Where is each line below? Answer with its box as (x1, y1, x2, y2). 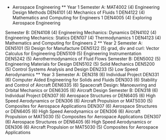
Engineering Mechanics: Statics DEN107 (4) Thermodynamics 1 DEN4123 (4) (5, 35, 161, 41)
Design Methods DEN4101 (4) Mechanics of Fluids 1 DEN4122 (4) (12, 9, 145, 15)
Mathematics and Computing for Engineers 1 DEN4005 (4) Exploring (12, 15, 152, 20)
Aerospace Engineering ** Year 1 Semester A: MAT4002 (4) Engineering (12, 4, 160, 10)
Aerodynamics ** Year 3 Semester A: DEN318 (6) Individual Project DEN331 (5, 72, 160, 77)
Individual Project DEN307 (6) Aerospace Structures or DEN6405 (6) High (5, 93, 156, 98)
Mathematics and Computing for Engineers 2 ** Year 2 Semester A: (5, 40, 143, 46)
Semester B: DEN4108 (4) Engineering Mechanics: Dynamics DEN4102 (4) (5, 30, 157, 35)
